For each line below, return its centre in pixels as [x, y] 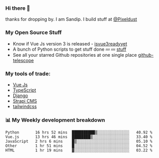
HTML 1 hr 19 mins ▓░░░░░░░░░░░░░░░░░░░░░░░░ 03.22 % [79, 150]
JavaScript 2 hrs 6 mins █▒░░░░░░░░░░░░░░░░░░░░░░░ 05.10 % [79, 142]
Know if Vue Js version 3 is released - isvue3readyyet [70, 43]
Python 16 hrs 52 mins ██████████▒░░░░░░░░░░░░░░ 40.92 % [79, 132]
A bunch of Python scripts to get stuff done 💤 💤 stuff [69, 49]
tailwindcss [25, 106]
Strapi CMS [25, 101]
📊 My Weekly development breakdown [55, 120]
